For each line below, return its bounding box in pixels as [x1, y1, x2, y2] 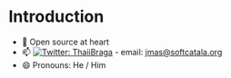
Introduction [8, 6, 105, 27]
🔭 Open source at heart [21, 36, 110, 47]
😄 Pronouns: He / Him [21, 59, 106, 70]
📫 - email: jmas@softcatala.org [21, 46, 223, 57]
